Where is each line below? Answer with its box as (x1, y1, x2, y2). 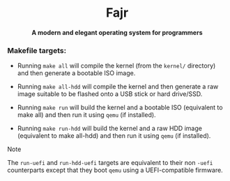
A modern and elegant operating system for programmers (31, 28, 203, 36)
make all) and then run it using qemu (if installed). (17, 111, 156, 119)
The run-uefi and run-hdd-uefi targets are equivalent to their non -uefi (7, 159, 213, 167)
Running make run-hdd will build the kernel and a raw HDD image (17, 124, 202, 133)
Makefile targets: (7, 45, 67, 55)
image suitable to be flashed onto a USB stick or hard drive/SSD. (17, 90, 203, 98)
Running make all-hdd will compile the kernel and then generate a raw (17, 82, 219, 91)
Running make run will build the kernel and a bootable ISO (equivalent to (17, 103, 223, 112)
